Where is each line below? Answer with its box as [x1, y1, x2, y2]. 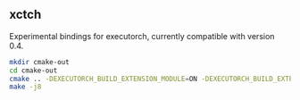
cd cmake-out [9, 66, 58, 75]
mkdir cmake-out [9, 57, 70, 66]
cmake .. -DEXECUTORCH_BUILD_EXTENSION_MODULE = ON [9, 74, 198, 83]
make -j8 [9, 82, 42, 92]
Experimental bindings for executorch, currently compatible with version [9, 30, 275, 41]
